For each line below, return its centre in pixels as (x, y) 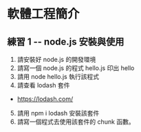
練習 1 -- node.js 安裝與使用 (66, 42)
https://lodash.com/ (45, 99)
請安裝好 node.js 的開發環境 (56, 59)
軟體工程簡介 (44, 14)
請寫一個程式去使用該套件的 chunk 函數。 (76, 122)
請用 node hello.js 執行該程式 (58, 77)
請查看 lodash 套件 (43, 85)
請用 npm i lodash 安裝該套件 (58, 113)
